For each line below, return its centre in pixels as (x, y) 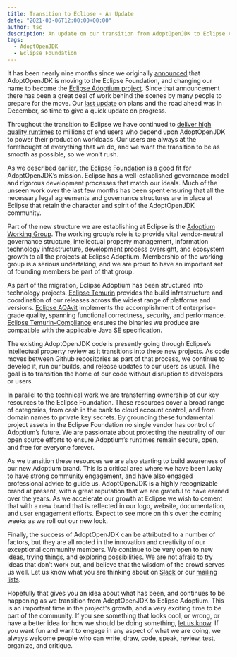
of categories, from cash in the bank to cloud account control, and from (111, 410)
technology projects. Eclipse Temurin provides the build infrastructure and (115, 293)
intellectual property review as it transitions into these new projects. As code (119, 351)
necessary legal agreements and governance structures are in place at (110, 197)
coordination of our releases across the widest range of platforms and (109, 300)
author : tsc (25, 27)
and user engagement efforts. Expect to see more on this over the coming (115, 513)
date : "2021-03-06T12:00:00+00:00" (60, 20)
